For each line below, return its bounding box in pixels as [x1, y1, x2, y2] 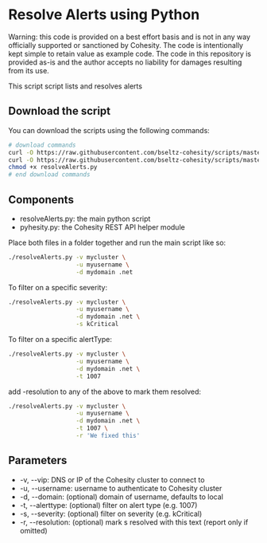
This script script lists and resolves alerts [8, 81, 143, 91]
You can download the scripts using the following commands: [8, 125, 211, 135]
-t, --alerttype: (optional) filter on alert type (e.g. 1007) [19, 500, 198, 510]
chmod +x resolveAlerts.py [8, 163, 98, 171]
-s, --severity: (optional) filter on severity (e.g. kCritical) [19, 509, 203, 518]
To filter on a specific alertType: [8, 335, 113, 344]
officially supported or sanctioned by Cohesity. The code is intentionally [8, 40, 244, 49]
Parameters [8, 454, 68, 467]
